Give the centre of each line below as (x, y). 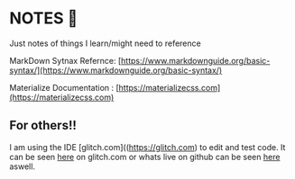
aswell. (23, 166)
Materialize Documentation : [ (64, 87)
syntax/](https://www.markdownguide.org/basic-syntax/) (116, 70)
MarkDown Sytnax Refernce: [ (65, 60)
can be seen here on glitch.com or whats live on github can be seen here (145, 157)
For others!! (43, 125)
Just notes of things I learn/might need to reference (105, 43)
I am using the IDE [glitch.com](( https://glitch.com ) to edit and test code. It (147, 147)
